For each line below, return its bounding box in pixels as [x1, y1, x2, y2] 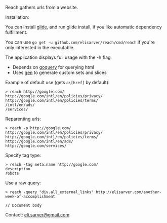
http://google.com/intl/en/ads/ [5, 139, 73, 144]
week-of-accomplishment [5, 194, 56, 199]
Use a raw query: [5, 180, 41, 185]
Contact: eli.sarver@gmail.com [5, 212, 70, 217]
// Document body [5, 203, 42, 208]
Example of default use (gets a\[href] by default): [5, 80, 110, 85]
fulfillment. [5, 29, 28, 35]
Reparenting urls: [5, 116, 41, 122]
